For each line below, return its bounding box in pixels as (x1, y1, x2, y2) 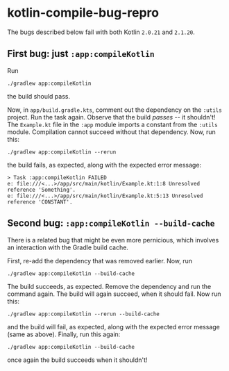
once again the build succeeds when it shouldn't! (7, 356, 148, 364)
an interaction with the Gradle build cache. (7, 243, 128, 252)
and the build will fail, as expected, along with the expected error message (7, 322, 220, 331)
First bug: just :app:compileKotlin (7, 48, 155, 60)
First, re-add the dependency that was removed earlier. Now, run (7, 256, 193, 265)
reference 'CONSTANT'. (7, 198, 73, 206)
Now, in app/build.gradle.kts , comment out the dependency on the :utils (7, 106, 222, 114)
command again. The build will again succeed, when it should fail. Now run (7, 290, 221, 298)
